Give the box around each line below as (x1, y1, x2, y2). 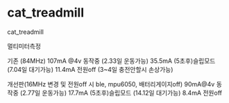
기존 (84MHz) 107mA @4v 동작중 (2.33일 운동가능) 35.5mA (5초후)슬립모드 (7, 57, 216, 65)
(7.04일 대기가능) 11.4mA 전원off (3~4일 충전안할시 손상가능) (7, 65, 173, 73)
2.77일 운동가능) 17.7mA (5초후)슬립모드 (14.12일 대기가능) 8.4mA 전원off (22, 88, 222, 97)
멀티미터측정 (7, 41, 42, 50)
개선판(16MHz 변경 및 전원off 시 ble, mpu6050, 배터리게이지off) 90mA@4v (7, 79, 215, 88)
